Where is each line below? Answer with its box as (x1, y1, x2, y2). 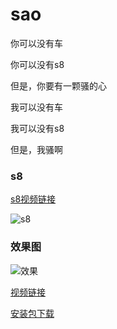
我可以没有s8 (10, 122, 65, 134)
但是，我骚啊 (10, 143, 63, 155)
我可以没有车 (10, 101, 63, 113)
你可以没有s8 (10, 58, 65, 70)
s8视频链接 (10, 193, 57, 205)
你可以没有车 (10, 37, 63, 49)
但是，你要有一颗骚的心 (10, 79, 107, 92)
